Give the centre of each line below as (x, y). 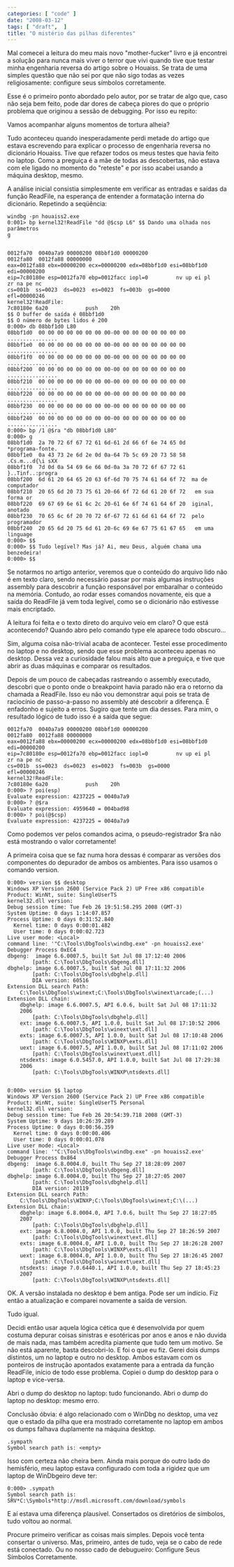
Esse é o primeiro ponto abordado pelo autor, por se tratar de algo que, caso (117, 96)
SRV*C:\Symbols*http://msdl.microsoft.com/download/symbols (97, 1501)
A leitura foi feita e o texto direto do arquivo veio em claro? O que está (108, 623)
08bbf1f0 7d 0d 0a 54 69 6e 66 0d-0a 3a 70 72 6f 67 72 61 (97, 468)
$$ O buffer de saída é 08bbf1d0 (56, 315)
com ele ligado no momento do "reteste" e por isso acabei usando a (105, 168)
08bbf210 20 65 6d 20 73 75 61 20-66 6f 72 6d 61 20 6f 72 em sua (111, 492)
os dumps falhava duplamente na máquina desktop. (82, 1429)
